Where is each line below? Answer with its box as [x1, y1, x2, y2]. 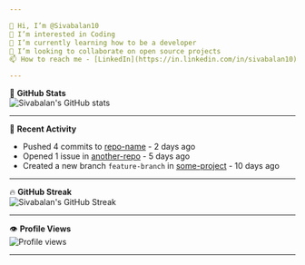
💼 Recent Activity [9, 123, 77, 134]
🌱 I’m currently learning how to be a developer [9, 38, 197, 47]
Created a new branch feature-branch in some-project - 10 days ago [22, 161, 280, 172]
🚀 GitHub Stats [9, 88, 66, 99]
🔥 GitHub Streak [9, 187, 73, 198]
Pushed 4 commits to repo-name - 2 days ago [22, 142, 196, 152]
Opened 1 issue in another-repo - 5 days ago [22, 151, 191, 162]
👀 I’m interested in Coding [9, 29, 116, 39]
